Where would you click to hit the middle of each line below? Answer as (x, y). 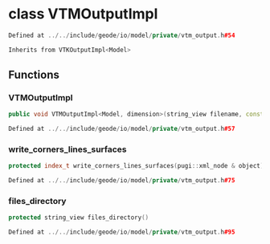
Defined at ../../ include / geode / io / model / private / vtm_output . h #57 (122, 129)
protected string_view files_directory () (79, 218)
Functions (34, 75)
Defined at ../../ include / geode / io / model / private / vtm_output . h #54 (122, 35)
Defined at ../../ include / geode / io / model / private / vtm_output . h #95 (122, 232)
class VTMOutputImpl (83, 14)
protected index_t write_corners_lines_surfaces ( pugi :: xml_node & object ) (136, 166)
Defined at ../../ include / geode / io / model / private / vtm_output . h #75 (122, 181)
